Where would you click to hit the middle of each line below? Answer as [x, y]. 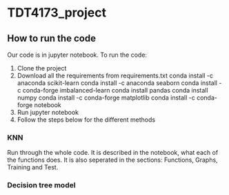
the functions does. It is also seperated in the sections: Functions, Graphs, [113, 160]
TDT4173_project [57, 13]
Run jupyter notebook [48, 112]
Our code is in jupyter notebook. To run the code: [77, 55]
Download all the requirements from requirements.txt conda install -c [115, 75]
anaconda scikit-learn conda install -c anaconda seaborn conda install [117, 83]
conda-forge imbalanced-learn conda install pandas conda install [115, 90]
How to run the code [52, 38]
